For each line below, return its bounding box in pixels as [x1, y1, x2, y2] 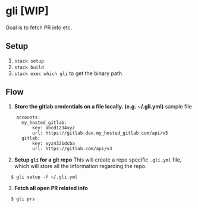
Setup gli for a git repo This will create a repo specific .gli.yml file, [14, 156, 182, 163]
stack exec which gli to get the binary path [14, 70, 122, 77]
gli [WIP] [5, 4, 49, 18]
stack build [14, 64, 44, 70]
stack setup [14, 58, 44, 64]
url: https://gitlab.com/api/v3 [32, 145, 112, 151]
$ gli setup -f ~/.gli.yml [11, 174, 78, 180]
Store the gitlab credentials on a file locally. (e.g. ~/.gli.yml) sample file [14, 103, 192, 110]
